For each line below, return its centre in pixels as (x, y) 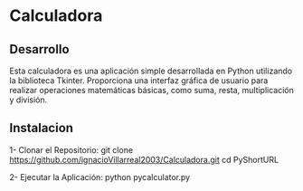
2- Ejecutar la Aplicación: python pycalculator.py (100, 177)
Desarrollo (39, 49)
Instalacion (42, 128)
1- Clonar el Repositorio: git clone (71, 149)
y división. (28, 100)
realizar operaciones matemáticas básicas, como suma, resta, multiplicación (151, 90)
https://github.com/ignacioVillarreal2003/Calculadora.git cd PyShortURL (144, 159)
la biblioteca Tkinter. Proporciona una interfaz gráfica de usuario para (139, 81)
